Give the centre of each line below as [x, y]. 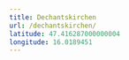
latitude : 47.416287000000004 [65, 34]
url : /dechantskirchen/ [53, 26]
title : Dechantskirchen [53, 17]
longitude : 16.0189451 [51, 42]
